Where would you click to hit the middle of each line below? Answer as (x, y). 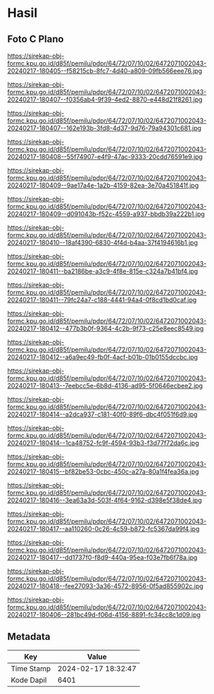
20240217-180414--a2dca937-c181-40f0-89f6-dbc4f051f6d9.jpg (102, 414)
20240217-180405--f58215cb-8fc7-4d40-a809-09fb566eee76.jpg (105, 71)
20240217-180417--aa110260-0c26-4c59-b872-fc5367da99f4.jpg (103, 529)
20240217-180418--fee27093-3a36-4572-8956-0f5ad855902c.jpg (106, 586)
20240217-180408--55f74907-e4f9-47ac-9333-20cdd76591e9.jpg (105, 157)
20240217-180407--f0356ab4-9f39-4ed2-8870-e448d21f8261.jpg (105, 99)
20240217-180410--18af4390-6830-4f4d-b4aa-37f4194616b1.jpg (103, 242)
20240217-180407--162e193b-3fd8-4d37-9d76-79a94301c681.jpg (105, 128)
